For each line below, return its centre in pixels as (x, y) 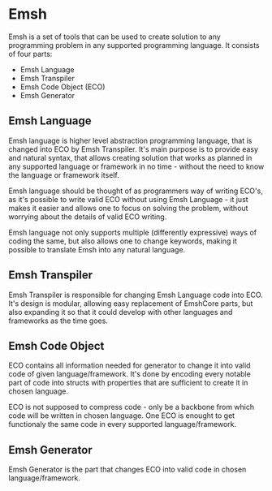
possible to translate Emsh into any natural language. (97, 249)
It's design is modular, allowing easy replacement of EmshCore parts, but (131, 303)
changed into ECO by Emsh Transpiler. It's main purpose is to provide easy (133, 149)
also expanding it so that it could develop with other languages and (121, 312)
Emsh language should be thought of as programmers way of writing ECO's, (136, 191)
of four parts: (30, 54)
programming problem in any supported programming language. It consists (134, 45)
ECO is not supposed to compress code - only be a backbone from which (132, 407)
